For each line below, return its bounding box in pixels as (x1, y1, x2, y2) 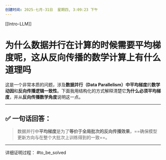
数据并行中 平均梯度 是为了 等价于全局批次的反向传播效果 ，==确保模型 (17, 128, 158, 134)
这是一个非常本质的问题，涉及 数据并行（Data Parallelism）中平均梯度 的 (5, 81, 152, 87)
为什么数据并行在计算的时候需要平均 (5, 40, 153, 51)
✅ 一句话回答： (5, 114, 51, 122)
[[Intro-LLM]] (5, 21, 32, 27)
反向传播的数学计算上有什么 (48, 52, 162, 63)
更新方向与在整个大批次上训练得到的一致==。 (17, 134, 110, 141)
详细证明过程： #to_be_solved (5, 150, 67, 156)
